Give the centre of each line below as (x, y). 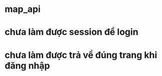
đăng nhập (27, 65)
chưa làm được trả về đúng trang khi (81, 55)
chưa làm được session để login (71, 32)
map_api (23, 9)
